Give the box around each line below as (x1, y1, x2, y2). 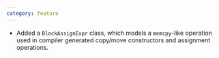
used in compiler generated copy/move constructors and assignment (16, 35, 211, 44)
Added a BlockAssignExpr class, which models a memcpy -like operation (16, 29, 213, 37)
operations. (16, 43, 49, 51)
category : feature (6, 10, 59, 17)
